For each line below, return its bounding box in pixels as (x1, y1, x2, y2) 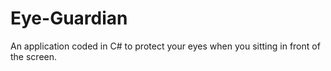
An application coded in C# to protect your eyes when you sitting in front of (10, 40, 321, 52)
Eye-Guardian (10, 7, 128, 30)
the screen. (10, 50, 58, 62)
